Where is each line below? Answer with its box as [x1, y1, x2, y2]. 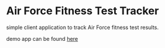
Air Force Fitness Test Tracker [6, 4, 159, 18]
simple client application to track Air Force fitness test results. [6, 24, 159, 31]
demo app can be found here [6, 35, 79, 42]
